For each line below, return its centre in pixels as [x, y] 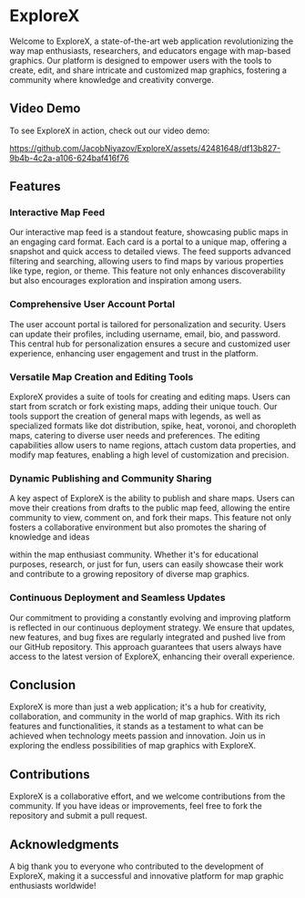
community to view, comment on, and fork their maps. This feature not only [151, 518]
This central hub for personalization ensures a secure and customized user [150, 344]
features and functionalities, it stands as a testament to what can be [137, 727]
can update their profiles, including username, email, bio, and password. [145, 334]
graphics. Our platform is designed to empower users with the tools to [141, 60]
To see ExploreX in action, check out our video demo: [110, 130]
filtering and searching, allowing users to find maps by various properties [147, 262]
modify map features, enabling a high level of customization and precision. [149, 455]
